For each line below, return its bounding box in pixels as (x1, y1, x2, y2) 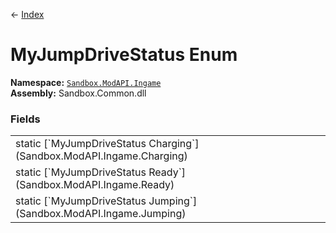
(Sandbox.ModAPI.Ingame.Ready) (15, 178, 175, 192)
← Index (10, 9, 45, 20)
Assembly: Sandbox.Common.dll (10, 87, 147, 99)
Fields (10, 112, 41, 126)
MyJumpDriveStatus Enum (10, 44, 238, 66)
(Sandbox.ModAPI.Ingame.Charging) (15, 149, 188, 163)
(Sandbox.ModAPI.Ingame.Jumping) (15, 207, 187, 221)
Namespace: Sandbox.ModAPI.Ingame (10, 76, 162, 88)
